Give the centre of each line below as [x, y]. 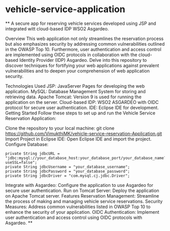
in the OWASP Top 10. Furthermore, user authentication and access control [83, 49]
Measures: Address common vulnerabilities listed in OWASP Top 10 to [78, 207]
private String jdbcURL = [32, 153]
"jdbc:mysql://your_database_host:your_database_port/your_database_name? [86, 158]
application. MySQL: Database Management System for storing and [75, 91]
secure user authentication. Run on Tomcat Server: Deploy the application [82, 190]
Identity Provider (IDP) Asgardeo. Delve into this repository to [83, 60]
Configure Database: [27, 144]
